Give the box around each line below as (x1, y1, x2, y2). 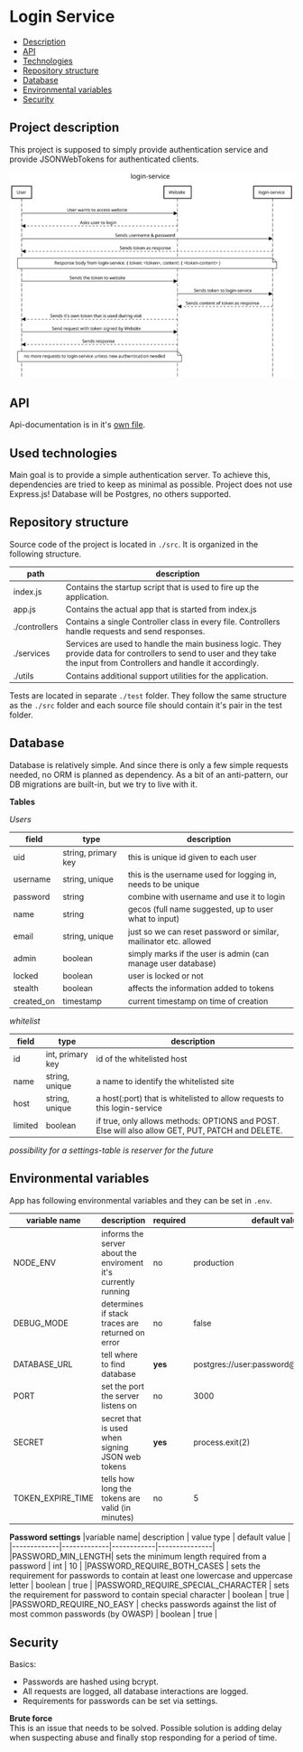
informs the (101, 1228, 144, 1239)
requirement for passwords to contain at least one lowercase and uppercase (9, 1570, 293, 1581)
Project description (9, 120, 120, 136)
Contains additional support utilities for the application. (66, 670, 269, 681)
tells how (101, 1473, 135, 1484)
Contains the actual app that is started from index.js (66, 604, 257, 614)
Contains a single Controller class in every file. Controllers (66, 616, 280, 627)
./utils (13, 670, 34, 681)
